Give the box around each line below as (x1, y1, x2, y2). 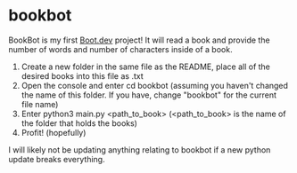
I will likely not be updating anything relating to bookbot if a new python (8, 144, 271, 155)
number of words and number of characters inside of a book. (8, 43, 233, 54)
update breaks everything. (8, 153, 105, 164)
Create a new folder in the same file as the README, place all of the (21, 61, 271, 72)
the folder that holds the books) (21, 117, 137, 129)
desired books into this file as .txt (21, 70, 144, 81)
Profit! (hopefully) (21, 127, 87, 138)
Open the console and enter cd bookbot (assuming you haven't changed (21, 80, 289, 90)
